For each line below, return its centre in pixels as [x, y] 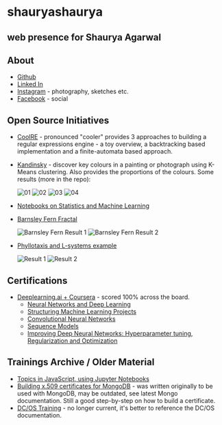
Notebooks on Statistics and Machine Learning [83, 206]
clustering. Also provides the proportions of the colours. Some [126, 172]
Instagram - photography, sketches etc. [73, 92]
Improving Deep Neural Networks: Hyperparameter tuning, [110, 334]
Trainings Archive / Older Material [81, 362]
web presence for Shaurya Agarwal [84, 37]
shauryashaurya [55, 12]
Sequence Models [53, 326]
